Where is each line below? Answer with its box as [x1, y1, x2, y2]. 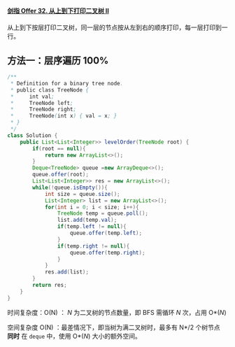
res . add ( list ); [44, 269, 90, 276]
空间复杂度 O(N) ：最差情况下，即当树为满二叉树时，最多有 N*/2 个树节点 [7, 323, 220, 332]
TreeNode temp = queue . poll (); [57, 210, 149, 217]
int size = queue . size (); [44, 190, 120, 197]
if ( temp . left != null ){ [57, 223, 127, 230]
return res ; [32, 282, 68, 289]
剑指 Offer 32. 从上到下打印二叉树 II [7, 6, 110, 15]
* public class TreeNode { [10, 86, 90, 94]
